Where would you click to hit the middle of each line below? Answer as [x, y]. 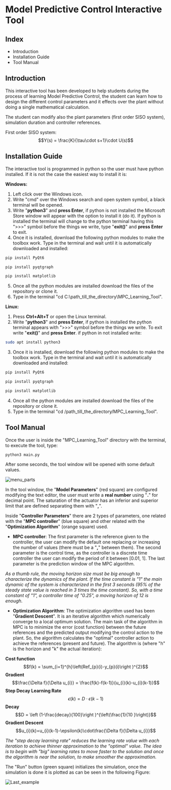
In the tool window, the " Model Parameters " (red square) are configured [81, 490]
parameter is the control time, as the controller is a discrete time [80, 553]
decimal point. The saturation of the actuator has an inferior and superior [82, 500]
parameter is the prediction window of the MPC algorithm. [74, 564]
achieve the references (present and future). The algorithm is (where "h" [89, 644]
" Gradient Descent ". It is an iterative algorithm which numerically [81, 616]
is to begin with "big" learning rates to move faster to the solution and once [85, 752]
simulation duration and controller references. [53, 122]
